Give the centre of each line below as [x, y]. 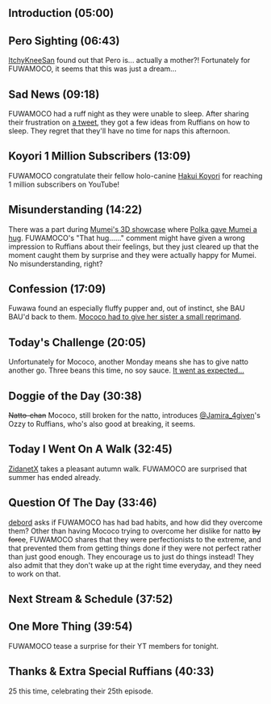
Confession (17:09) [57, 289]
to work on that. [35, 574]
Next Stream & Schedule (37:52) [91, 599]
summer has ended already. [55, 477]
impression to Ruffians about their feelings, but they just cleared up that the [134, 247]
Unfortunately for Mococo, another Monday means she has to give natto [128, 362]
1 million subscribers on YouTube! [64, 184]
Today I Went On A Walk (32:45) [91, 449]
